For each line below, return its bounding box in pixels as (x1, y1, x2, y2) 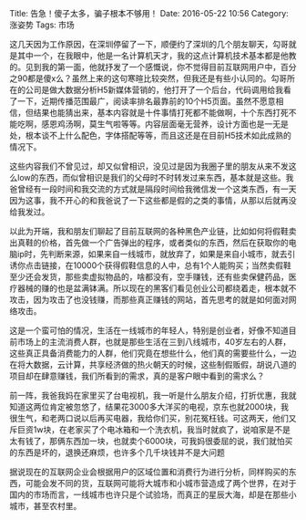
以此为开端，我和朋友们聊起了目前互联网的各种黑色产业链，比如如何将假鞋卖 (9, 226, 297, 236)
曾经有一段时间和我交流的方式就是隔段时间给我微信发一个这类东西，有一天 (16, 183, 297, 194)
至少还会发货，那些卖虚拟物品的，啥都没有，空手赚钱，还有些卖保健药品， (9, 272, 289, 282)
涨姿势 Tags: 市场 (9, 19, 75, 30)
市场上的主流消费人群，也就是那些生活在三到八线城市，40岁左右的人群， (16, 337, 291, 347)
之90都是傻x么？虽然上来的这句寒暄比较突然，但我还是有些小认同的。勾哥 (9, 73, 288, 84)
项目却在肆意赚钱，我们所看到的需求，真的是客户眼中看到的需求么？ (9, 370, 265, 381)
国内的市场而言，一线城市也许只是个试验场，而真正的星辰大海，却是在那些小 (9, 489, 297, 500)
